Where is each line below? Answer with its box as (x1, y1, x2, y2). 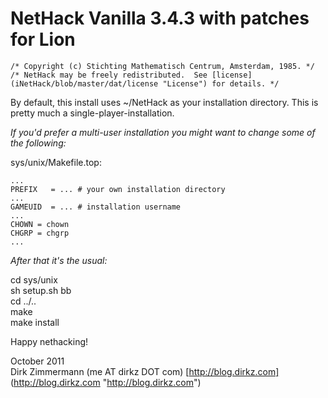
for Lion (10, 28, 76, 51)
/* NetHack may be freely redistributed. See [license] (10, 70, 253, 80)
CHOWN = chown (10, 219, 70, 229)
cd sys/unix (10, 273, 58, 286)
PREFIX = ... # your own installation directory (10, 184, 226, 194)
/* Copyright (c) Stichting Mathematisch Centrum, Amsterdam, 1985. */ (10, 61, 315, 71)
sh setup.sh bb (10, 284, 72, 296)
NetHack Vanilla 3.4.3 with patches (10, 7, 310, 30)
